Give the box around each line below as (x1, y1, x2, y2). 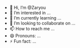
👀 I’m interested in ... (9, 10, 51, 16)
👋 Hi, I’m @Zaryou (9, 5, 46, 10)
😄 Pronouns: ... (9, 33, 41, 39)
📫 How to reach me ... (9, 26, 55, 31)
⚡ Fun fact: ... (9, 38, 36, 44)
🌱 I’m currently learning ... (9, 15, 62, 21)
